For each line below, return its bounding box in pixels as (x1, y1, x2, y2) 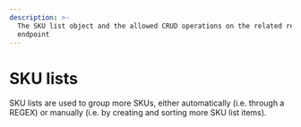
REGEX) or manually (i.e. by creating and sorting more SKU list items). (9, 107, 267, 118)
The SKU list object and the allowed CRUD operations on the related (17, 21, 282, 30)
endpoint (17, 30, 50, 38)
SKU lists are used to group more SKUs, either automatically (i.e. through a (9, 97, 285, 108)
